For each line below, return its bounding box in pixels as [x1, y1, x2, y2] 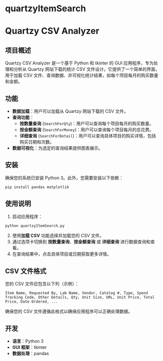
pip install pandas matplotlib [5, 185, 69, 190]
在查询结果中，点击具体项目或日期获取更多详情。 [12, 251, 111, 257]
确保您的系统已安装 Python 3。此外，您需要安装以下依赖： [5, 175, 124, 181]
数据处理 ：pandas [12, 351, 49, 356]
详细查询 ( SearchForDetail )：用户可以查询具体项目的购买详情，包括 [19, 133, 156, 139]
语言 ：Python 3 [12, 338, 44, 344]
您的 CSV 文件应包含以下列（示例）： [5, 281, 79, 287]
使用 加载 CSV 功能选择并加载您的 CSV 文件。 [12, 233, 104, 239]
